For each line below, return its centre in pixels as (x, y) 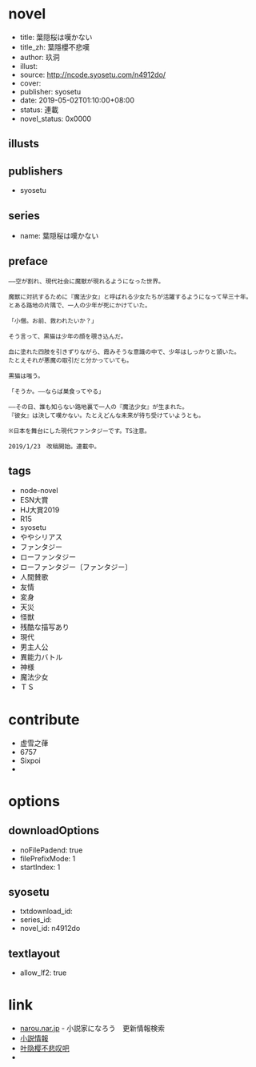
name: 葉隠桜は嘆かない (59, 235)
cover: (30, 83)
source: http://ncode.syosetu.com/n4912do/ (93, 74)
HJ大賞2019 (40, 510)
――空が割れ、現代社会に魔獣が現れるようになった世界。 (86, 281)
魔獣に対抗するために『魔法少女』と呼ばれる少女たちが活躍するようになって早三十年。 (130, 297)
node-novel (39, 490)
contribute (44, 719)
